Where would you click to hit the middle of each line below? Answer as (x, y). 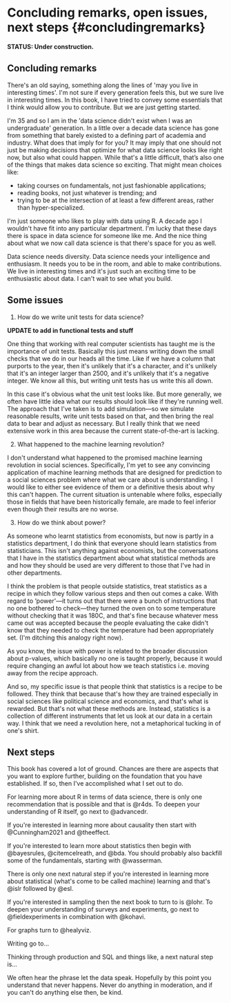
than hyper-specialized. (51, 207)
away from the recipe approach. (53, 673)
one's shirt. (23, 730)
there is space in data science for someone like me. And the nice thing (107, 235)
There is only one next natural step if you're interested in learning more (108, 874)
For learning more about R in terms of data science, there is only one (104, 797)
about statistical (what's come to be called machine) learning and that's (109, 881)
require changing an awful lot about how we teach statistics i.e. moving (108, 665)
